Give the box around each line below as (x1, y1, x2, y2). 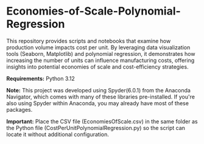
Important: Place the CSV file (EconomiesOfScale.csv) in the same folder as (6, 117, 198, 125)
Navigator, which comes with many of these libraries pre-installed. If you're (6, 93, 195, 100)
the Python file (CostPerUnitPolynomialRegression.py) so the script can (6, 124, 186, 131)
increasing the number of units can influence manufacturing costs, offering (6, 57, 195, 64)
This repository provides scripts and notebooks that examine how (6, 37, 171, 44)
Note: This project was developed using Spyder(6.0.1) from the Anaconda (6, 86, 191, 94)
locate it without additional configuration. (6, 131, 110, 138)
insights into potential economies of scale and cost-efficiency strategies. (6, 63, 189, 70)
